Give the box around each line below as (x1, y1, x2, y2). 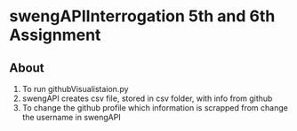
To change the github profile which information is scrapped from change (21, 103, 289, 112)
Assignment (9, 25, 101, 45)
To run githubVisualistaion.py (21, 84, 129, 94)
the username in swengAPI (21, 112, 122, 122)
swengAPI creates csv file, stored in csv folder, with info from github (21, 93, 273, 104)
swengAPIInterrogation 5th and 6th (9, 6, 276, 27)
